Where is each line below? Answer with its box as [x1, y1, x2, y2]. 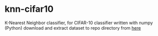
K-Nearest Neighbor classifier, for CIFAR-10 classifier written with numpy [4, 20, 153, 26]
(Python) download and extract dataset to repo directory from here [4, 25, 141, 31]
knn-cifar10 [4, 3, 54, 15]
